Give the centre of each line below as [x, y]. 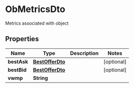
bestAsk [18, 61]
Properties [22, 39]
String [40, 78]
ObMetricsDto [35, 9]
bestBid [17, 70]
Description [84, 53]
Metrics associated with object [37, 23]
